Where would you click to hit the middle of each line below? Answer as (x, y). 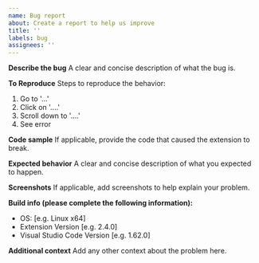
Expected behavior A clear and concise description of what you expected (130, 163)
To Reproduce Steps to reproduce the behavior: (87, 84)
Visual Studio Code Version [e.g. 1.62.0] (85, 235)
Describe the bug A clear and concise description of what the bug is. (122, 68)
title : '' (25, 30)
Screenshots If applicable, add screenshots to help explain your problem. (129, 187)
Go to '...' (34, 99)
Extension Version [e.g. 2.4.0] (69, 227)
